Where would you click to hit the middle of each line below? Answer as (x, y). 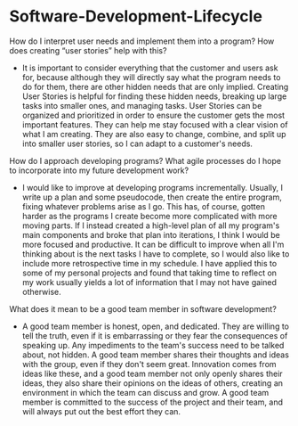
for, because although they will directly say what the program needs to (151, 77)
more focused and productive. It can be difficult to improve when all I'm (153, 244)
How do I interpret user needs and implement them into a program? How (142, 41)
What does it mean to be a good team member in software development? (143, 308)
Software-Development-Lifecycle (136, 16)
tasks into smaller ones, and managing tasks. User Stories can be (142, 105)
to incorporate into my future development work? (99, 170)
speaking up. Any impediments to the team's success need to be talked (153, 345)
